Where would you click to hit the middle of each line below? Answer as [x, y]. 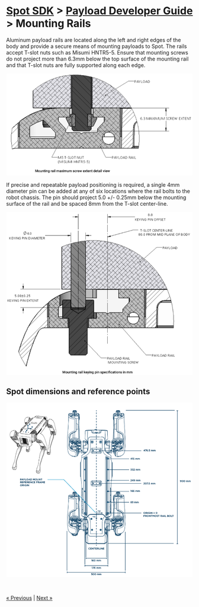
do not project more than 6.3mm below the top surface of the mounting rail [97, 59]
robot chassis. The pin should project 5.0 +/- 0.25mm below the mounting [96, 197]
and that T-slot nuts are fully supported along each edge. [76, 65]
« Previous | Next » [29, 598]
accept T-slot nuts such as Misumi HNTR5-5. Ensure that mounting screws [97, 52]
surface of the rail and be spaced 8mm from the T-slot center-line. [87, 204]
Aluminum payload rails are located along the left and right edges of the [94, 40]
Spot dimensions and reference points [78, 392]
